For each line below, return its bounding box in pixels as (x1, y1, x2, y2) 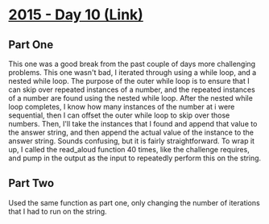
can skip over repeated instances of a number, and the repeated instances (8, 85, 255, 94)
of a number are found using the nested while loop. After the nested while (8, 93, 254, 102)
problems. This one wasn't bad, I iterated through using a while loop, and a (8, 68, 257, 77)
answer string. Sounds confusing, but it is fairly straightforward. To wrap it (8, 136, 255, 146)
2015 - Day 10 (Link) (8, 6, 143, 24)
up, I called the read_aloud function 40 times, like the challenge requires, (8, 145, 250, 154)
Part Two (8, 176, 55, 190)
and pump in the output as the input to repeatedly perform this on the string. (8, 153, 262, 163)
